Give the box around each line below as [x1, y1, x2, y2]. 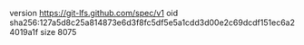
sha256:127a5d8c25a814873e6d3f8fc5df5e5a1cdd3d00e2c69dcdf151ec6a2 [9, 17, 295, 28]
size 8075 [40, 27, 77, 37]
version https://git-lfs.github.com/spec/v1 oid [9, 8, 179, 18]
